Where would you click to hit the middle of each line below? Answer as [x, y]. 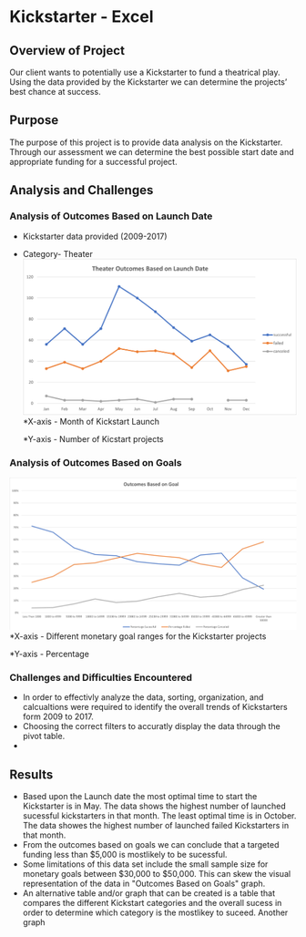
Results [31, 774]
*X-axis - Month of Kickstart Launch [91, 421]
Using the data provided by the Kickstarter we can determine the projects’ [148, 82]
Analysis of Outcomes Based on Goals [96, 462]
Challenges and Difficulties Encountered [101, 678]
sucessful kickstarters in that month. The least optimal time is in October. [159, 816]
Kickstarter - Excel [82, 17]
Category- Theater [58, 253]
